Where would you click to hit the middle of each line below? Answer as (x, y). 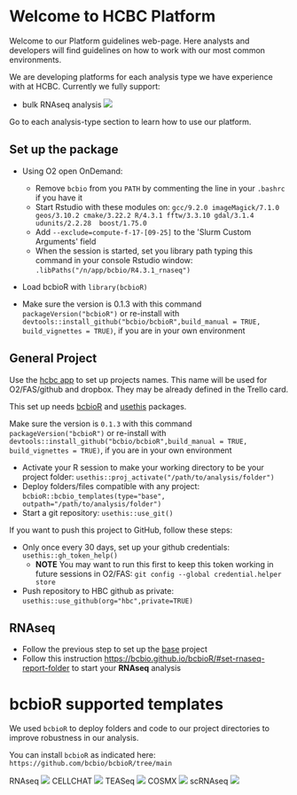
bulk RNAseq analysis (62, 105)
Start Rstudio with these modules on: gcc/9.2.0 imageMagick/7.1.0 (157, 207)
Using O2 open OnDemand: (72, 171)
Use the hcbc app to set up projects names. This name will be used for (138, 379)
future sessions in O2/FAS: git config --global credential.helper (158, 573)
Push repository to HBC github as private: (98, 590)
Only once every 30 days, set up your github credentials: (126, 547)
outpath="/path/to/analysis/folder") (92, 504)
